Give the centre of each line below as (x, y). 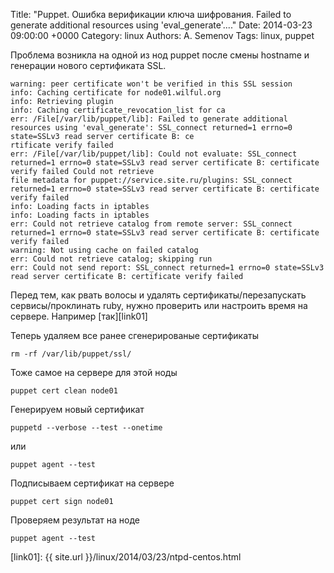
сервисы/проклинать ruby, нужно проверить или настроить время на (159, 305)
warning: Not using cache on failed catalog (104, 250)
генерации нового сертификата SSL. (88, 65)
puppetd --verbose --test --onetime (86, 428)
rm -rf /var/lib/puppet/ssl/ (71, 354)
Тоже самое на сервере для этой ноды (94, 372)
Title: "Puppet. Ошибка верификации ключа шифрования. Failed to (151, 14)
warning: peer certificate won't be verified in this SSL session (151, 84)
